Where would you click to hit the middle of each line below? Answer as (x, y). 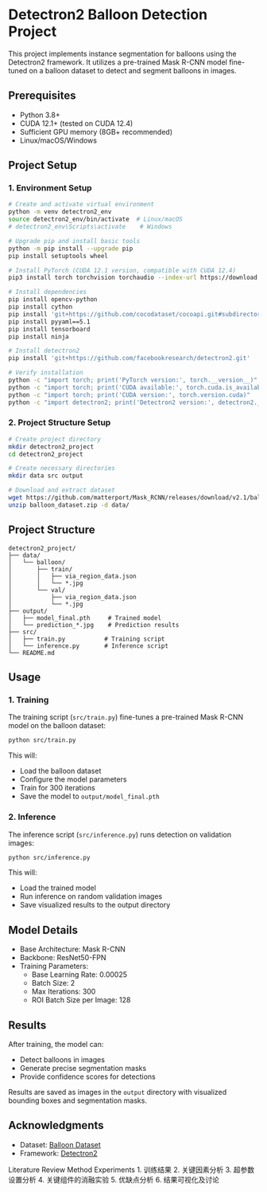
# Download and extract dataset (62, 490)
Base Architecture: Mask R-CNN (72, 949)
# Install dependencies (48, 292)
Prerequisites (42, 96)
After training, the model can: (56, 1045)
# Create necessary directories (62, 469)
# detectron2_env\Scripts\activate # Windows (90, 227)
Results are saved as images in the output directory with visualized (118, 1092)
